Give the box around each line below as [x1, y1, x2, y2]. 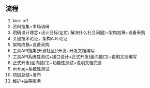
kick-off [12, 17, 29, 23]
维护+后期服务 [12, 78, 42, 84]
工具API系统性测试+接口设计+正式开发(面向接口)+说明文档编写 [12, 54, 137, 59]
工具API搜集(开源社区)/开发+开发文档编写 [12, 47, 95, 53]
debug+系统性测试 [12, 66, 50, 72]
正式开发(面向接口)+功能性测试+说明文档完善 [12, 59, 102, 65]
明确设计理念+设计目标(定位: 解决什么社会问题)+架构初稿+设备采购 [12, 29, 146, 35]
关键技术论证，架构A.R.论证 [12, 35, 68, 41]
